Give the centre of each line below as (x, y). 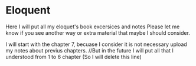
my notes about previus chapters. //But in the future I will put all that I (89, 50)
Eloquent (28, 10)
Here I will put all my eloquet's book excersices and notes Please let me (93, 27)
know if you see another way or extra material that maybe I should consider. (98, 32)
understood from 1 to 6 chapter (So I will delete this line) (74, 57)
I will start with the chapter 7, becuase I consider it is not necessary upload (96, 44)
